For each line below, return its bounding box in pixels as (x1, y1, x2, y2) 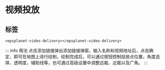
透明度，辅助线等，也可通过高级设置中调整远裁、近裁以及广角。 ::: (13, 60, 148, 66)
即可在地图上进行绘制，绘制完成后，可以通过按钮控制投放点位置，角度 (13, 54, 156, 59)
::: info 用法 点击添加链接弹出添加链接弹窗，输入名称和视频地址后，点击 (5, 48, 149, 53)
